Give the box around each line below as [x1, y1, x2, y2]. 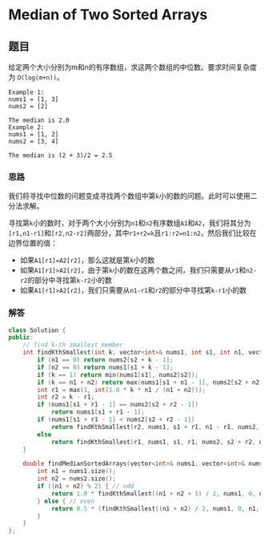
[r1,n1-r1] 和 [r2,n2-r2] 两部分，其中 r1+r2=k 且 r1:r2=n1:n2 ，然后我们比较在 [8, 229, 258, 238]
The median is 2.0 [8, 116, 70, 124]
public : [8, 334, 34, 342]
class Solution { [8, 326, 66, 334]
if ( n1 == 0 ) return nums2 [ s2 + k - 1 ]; [37, 356, 174, 364]
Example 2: [8, 123, 45, 131]
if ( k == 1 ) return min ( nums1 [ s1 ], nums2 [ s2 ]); [37, 370, 199, 378]
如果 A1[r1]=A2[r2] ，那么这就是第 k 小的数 [19, 255, 155, 265]
